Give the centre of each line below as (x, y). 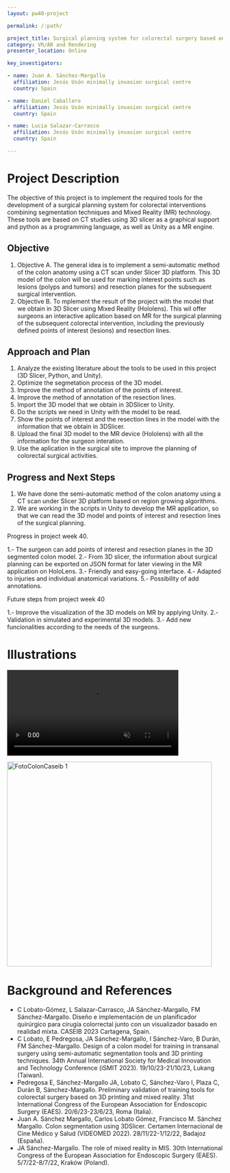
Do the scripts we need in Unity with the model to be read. (99, 412)
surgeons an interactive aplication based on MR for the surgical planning (119, 315)
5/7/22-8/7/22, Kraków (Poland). (63, 1163)
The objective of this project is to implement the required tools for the (105, 197)
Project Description (63, 179)
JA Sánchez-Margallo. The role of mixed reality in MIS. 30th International (120, 1148)
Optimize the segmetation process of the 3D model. (90, 383)
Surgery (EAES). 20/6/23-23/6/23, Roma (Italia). (85, 1112)
